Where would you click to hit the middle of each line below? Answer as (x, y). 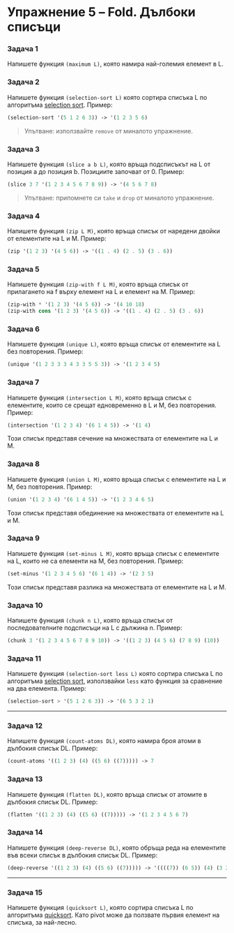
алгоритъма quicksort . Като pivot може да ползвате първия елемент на (114, 915)
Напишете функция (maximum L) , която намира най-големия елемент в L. (116, 64)
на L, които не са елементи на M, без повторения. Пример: (95, 561)
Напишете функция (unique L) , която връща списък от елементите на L (114, 344)
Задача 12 (25, 726)
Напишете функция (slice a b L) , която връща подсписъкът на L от (109, 164)
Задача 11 (24, 659)
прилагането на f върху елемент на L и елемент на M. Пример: (101, 292)
